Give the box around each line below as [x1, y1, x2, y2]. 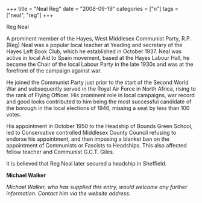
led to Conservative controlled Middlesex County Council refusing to [6, 129, 177, 136]
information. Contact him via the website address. [6, 190, 131, 197]
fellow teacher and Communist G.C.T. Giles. [6, 148, 115, 155]
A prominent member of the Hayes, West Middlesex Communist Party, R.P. [6, 35, 192, 42]
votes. [6, 111, 22, 118]
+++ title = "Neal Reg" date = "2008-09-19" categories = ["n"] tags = [6, 5, 179, 12]
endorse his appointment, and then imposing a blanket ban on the [6, 135, 170, 143]
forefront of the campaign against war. [6, 67, 102, 74]
